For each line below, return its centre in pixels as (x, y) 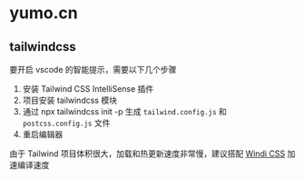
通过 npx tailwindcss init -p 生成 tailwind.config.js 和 (124, 111)
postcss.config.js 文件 (66, 123)
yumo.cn (44, 13)
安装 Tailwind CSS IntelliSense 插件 (88, 89)
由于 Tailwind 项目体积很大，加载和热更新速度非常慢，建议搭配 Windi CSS (147, 154)
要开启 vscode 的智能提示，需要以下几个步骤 (93, 70)
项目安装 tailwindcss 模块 (70, 100)
